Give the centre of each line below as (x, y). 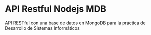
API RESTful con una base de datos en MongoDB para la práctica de (75, 23)
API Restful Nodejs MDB (56, 9)
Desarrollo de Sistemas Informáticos (42, 28)
